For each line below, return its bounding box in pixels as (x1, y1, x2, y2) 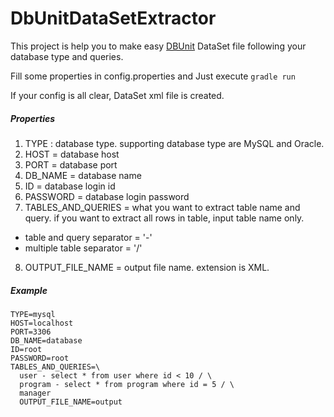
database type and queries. (10, 50, 124, 62)
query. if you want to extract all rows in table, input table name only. (24, 212, 305, 224)
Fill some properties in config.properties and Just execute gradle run (10, 70, 296, 82)
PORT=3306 (10, 327, 52, 337)
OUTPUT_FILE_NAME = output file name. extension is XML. (24, 261, 270, 273)
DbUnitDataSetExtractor (10, 7, 217, 30)
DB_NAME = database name (24, 169, 142, 181)
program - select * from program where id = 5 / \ (19, 379, 235, 389)
